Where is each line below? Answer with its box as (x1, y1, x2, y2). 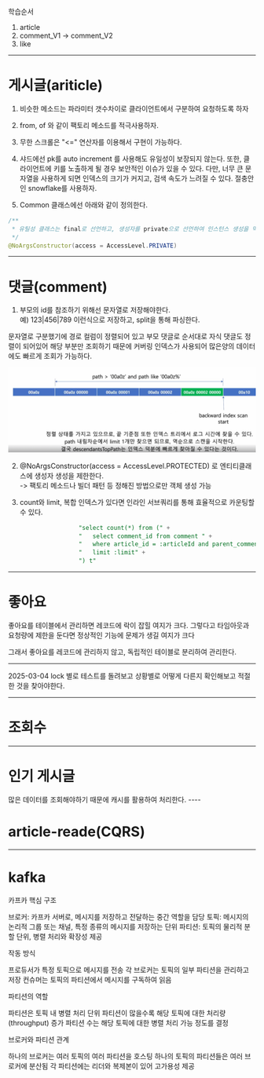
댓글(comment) (8, 278, 108, 296)
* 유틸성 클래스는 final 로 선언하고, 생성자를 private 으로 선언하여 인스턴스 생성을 (11, 225, 249, 233)
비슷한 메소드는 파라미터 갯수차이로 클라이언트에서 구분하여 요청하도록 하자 (19, 104, 249, 113)
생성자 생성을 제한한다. (34, 470, 104, 481)
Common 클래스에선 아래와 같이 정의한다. (19, 199, 148, 210)
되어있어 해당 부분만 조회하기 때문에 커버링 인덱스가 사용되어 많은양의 (22, 342, 235, 351)
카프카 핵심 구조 (8, 895, 57, 904)
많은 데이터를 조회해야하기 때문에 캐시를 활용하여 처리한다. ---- (8, 795, 202, 804)
